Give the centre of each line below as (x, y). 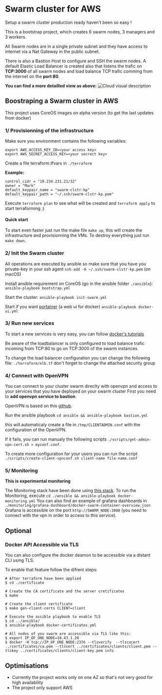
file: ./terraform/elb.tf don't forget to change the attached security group (80, 363)
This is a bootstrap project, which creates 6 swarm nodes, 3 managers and (80, 32)
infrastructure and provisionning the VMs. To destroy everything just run (77, 235)
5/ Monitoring (21, 471)
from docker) (18, 118)
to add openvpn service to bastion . (41, 397)
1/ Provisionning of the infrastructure (49, 131)
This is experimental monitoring (38, 481)
